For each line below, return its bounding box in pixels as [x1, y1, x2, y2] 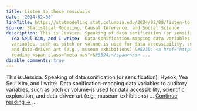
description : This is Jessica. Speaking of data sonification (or [6, 30, 172, 36]
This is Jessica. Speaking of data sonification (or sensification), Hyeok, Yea [6, 74, 188, 81]
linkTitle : [6, 19, 33, 25]
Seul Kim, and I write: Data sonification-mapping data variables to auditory [6, 79, 188, 86]
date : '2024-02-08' [6, 14, 54, 20]
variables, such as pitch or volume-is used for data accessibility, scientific [6, 86, 185, 93]
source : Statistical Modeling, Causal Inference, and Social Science [6, 25, 180, 31]
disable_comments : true [6, 57, 64, 63]
